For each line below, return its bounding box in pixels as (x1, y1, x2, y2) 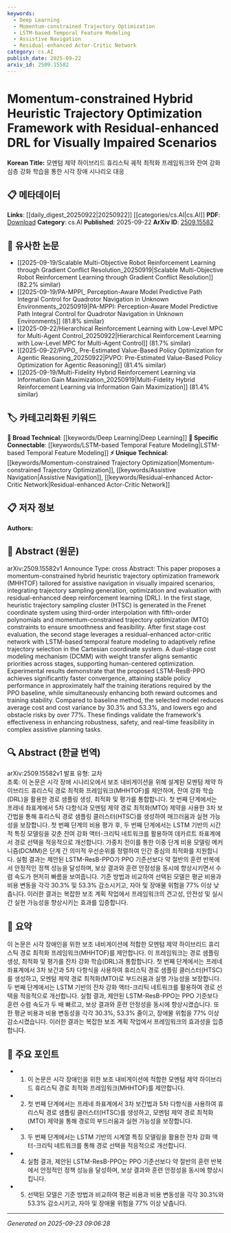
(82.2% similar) (16, 280, 61, 289)
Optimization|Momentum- (142, 459, 215, 467)
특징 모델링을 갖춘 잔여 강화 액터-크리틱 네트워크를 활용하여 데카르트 (14, 830, 197, 838)
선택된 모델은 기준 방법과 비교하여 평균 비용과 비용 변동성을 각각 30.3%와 (27, 1190, 224, 1199)
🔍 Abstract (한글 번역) (7, 747, 101, 759)
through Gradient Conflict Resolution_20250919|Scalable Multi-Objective (16, 266, 224, 274)
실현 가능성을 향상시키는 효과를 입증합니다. (14, 898, 129, 907)
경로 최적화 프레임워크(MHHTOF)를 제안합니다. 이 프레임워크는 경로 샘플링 (19, 949, 220, 957)
